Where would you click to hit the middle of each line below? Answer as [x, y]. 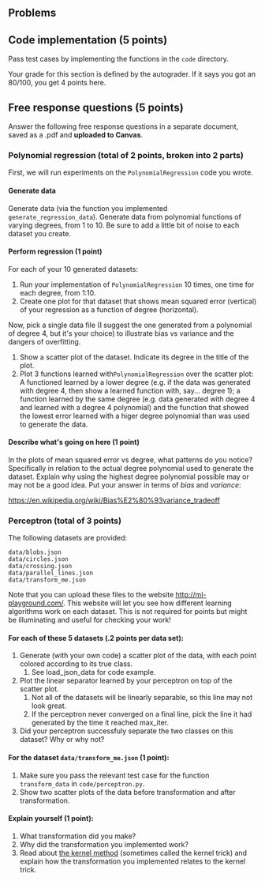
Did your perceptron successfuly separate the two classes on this [127, 731]
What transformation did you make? [78, 836]
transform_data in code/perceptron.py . [82, 783]
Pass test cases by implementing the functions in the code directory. [118, 59]
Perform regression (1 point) [55, 251]
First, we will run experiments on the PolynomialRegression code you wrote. [131, 172]
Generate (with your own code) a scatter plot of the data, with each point [138, 656]
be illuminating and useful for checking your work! [90, 620]
